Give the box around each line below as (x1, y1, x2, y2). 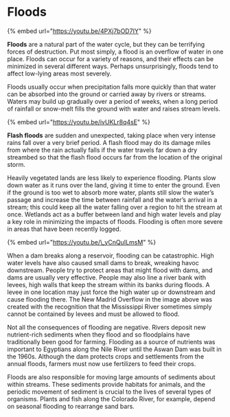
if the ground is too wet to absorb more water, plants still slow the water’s (7, 188, 214, 196)
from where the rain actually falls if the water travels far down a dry (7, 146, 198, 154)
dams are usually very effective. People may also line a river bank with (7, 273, 207, 282)
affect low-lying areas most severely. (7, 69, 112, 78)
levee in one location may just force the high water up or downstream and (7, 288, 216, 296)
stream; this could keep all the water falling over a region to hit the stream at (7, 203, 222, 211)
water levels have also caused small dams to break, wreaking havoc (7, 258, 199, 267)
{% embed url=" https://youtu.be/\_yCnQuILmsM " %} (7, 238, 157, 246)
